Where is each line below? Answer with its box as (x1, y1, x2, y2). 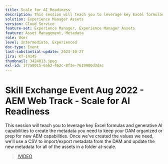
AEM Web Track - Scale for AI (5, 95, 130, 106)
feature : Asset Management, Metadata (5, 30, 84, 35)
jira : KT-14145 (5, 53, 37, 59)
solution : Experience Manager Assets (5, 16, 84, 21)
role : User (5, 35, 28, 40)
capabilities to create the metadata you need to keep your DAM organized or (5, 128, 163, 134)
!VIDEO (17, 153, 32, 159)
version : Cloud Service (5, 21, 55, 26)
